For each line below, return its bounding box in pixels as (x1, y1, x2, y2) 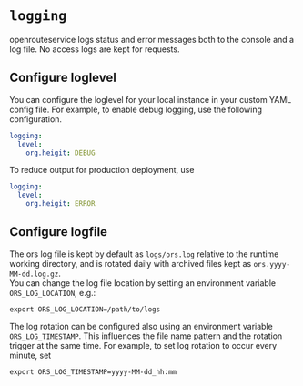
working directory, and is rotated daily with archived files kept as (9, 258, 252, 269)
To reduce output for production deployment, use (9, 165, 195, 176)
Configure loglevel (9, 70, 116, 86)
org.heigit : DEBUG (25, 148, 96, 157)
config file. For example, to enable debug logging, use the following (9, 104, 262, 115)
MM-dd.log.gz (9, 269, 59, 279)
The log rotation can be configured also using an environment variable (9, 320, 273, 331)
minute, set (9, 350, 52, 361)
